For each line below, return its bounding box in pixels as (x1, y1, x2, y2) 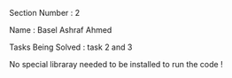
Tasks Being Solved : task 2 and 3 (9, 42, 133, 52)
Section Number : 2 (9, 8, 81, 18)
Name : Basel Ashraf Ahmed (9, 25, 112, 35)
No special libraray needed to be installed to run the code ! (9, 59, 223, 69)
